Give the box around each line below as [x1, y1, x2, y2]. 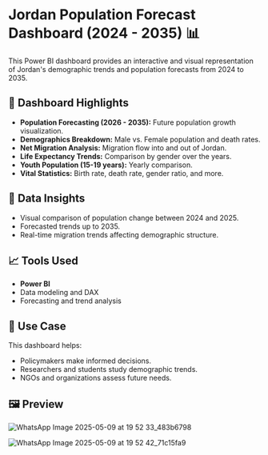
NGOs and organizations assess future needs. [19, 373, 172, 383]
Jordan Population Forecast [8, 6, 196, 24]
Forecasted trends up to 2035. [19, 222, 121, 231]
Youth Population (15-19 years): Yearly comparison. [19, 160, 194, 170]
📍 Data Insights [8, 192, 86, 206]
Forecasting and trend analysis [19, 296, 122, 305]
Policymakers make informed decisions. [19, 356, 152, 365]
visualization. [19, 126, 64, 135]
